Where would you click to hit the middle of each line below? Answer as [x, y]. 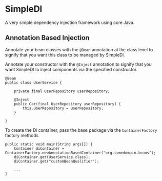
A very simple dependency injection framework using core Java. [70, 22]
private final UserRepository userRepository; [62, 91]
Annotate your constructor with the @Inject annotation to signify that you [79, 64]
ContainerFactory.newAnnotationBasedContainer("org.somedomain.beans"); [81, 153]
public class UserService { [34, 82]
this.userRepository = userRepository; [63, 108]
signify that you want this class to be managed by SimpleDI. [65, 55]
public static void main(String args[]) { [49, 144]
